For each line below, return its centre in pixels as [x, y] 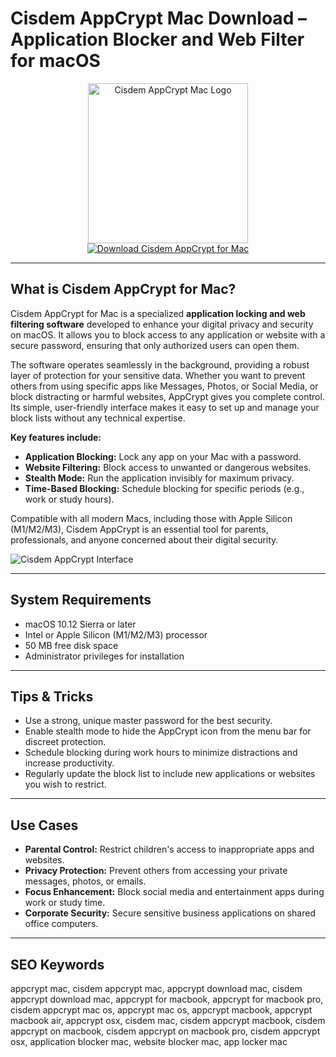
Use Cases [44, 825]
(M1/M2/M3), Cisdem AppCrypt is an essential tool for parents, [139, 529]
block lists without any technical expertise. [98, 418]
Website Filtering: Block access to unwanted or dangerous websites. [168, 467]
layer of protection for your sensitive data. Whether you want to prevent [158, 375]
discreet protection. [65, 742]
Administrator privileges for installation [104, 656]
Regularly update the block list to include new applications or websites [170, 774]
